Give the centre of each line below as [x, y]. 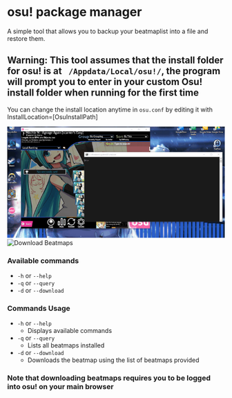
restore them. [26, 38]
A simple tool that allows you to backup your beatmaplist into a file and [108, 31]
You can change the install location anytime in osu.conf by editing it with [110, 109]
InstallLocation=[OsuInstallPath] [52, 117]
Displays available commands [70, 331]
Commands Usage [39, 308]
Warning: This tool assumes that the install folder [115, 61]
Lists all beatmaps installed [66, 345]
